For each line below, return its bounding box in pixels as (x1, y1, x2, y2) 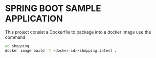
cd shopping (5, 43, 29, 48)
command (5, 34, 25, 40)
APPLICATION (5, 13, 63, 24)
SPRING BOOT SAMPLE (5, 3, 101, 14)
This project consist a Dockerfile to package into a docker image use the (5, 29, 152, 35)
